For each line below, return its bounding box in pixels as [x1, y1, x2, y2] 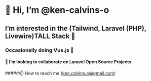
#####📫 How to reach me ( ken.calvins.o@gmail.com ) [5, 70, 116, 76]
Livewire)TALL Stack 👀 [5, 32, 75, 40]
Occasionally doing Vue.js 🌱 [5, 46, 74, 53]
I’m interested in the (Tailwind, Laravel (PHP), [5, 24, 147, 33]
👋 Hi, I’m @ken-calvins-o [5, 4, 110, 16]
